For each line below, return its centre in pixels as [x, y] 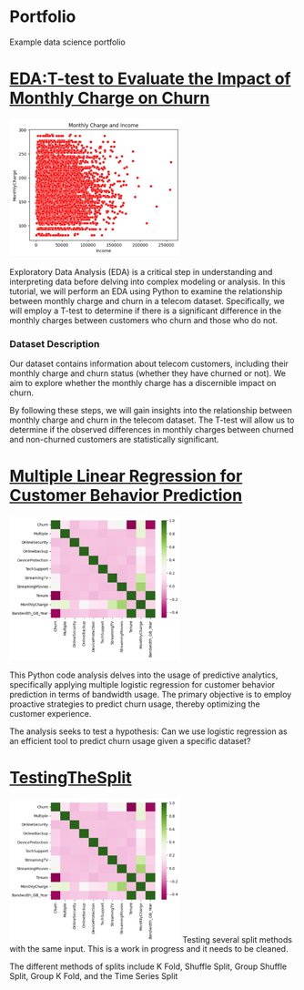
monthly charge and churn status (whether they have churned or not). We [148, 373]
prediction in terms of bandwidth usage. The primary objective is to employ [151, 694]
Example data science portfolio [67, 42]
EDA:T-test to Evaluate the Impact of [150, 79]
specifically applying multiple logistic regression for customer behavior [142, 684]
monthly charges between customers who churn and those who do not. [144, 320]
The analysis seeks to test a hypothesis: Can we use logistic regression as [149, 731]
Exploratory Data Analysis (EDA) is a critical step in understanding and [141, 271]
